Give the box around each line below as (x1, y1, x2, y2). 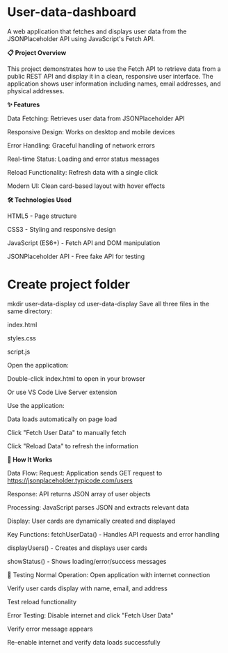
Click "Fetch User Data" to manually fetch (7, 428, 127, 436)
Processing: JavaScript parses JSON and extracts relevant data (7, 503, 190, 512)
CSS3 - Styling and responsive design (7, 225, 116, 233)
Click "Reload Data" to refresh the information (7, 441, 139, 450)
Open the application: (7, 361, 70, 369)
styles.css (7, 333, 36, 342)
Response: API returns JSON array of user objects (7, 489, 151, 498)
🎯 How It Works (7, 455, 53, 464)
